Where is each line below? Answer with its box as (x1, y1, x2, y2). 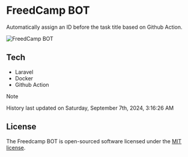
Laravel (14, 68, 34, 76)
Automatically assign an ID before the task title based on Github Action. (6, 23, 183, 31)
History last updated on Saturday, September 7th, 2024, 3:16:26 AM (6, 104, 174, 111)
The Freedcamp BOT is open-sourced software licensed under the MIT (6, 137, 182, 144)
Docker (14, 74, 34, 81)
